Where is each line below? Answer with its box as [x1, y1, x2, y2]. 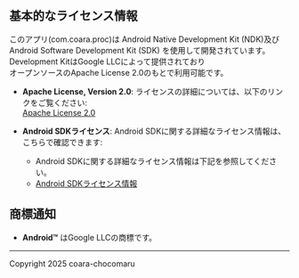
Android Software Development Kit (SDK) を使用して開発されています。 [9, 45, 271, 55]
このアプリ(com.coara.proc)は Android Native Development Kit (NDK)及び [9, 34, 280, 45]
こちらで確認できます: [21, 136, 103, 147]
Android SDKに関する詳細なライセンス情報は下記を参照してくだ [35, 155, 270, 167]
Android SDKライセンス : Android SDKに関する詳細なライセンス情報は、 [21, 126, 287, 136]
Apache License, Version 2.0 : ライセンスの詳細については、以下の [21, 86, 269, 96]
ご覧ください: [37, 97, 87, 108]
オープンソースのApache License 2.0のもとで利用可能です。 [9, 67, 229, 78]
